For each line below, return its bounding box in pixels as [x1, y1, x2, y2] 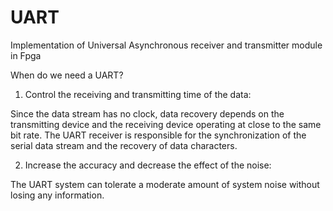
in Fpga [10, 49, 42, 61]
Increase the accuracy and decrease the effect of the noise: [24, 159, 272, 171]
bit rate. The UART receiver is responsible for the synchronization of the [10, 129, 307, 141]
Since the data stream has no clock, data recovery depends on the [10, 107, 285, 120]
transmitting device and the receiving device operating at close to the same [10, 118, 322, 130]
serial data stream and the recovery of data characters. [10, 139, 238, 151]
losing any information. [10, 189, 105, 201]
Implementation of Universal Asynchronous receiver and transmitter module [10, 39, 323, 51]
